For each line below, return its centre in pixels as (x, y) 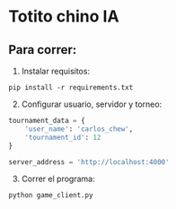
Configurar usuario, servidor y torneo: (92, 104)
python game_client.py (51, 196)
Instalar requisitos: (56, 71)
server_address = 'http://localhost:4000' (89, 162)
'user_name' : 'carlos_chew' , (79, 129)
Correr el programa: (58, 179)
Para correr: (43, 50)
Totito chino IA (64, 17)
